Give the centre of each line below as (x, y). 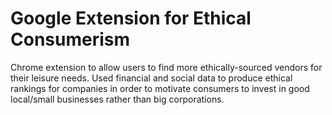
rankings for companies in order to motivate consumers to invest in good (160, 88)
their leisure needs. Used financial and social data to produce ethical (151, 78)
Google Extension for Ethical (131, 18)
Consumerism (70, 39)
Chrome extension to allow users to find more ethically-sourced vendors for (166, 67)
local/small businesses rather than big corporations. (117, 99)
